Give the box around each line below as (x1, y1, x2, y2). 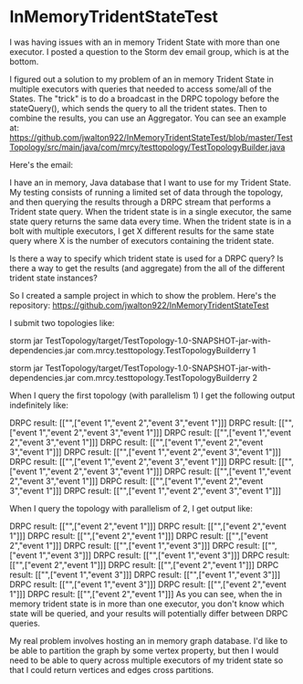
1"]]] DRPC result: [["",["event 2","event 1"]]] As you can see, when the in (9, 588, 283, 599)
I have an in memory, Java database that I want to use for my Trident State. (9, 176, 292, 188)
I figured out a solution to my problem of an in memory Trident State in (9, 73, 274, 84)
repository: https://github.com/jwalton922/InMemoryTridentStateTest (9, 300, 269, 310)
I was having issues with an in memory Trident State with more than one (9, 37, 280, 47)
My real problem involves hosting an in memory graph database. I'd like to (9, 635, 288, 646)
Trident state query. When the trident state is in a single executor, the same (9, 205, 292, 216)
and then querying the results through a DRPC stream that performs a (9, 196, 271, 207)
